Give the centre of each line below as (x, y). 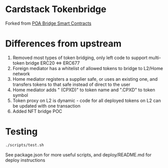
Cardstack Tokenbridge (56, 9)
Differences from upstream (64, 44)
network (21, 74)
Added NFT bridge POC (37, 111)
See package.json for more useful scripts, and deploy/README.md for (78, 154)
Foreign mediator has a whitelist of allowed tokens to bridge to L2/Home (88, 68)
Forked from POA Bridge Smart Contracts (48, 23)
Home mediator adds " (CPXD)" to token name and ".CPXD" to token (84, 90)
